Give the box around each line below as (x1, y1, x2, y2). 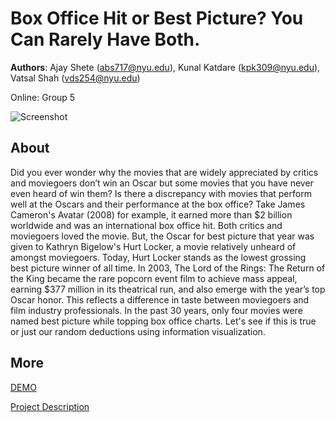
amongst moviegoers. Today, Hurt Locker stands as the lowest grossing (10, 251, 307, 263)
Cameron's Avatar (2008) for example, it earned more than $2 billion (10, 208, 293, 221)
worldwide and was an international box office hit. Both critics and (10, 219, 283, 231)
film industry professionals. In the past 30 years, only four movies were (10, 304, 303, 316)
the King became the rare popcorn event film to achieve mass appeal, (10, 272, 298, 284)
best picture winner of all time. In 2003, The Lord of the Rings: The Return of (10, 262, 326, 274)
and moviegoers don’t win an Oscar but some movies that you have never (10, 177, 314, 189)
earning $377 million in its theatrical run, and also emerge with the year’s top (10, 283, 326, 295)
